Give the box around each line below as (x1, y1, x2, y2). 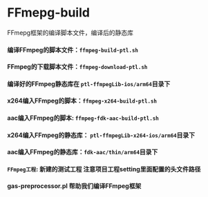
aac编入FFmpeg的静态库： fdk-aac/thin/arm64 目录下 (7, 148, 158, 156)
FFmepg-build (7, 5, 90, 21)
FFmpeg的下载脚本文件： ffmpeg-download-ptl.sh (7, 63, 148, 71)
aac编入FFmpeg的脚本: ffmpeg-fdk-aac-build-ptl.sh (7, 114, 159, 122)
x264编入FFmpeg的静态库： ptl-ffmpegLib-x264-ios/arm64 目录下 (7, 131, 196, 139)
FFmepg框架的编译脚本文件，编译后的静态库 (7, 28, 133, 37)
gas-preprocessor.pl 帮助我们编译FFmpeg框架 (7, 182, 142, 190)
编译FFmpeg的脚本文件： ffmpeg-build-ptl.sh (7, 45, 138, 54)
